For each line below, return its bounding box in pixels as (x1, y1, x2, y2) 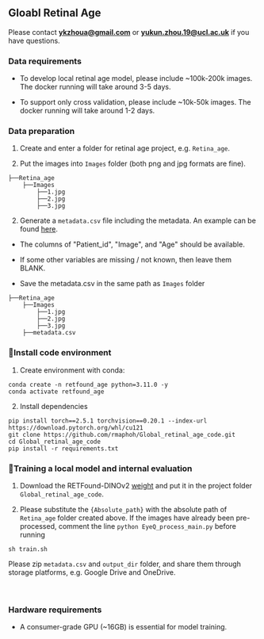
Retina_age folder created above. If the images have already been (19, 513, 235, 522)
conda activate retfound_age (8, 388, 105, 396)
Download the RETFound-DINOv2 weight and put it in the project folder (19, 481, 252, 490)
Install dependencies (19, 401, 89, 411)
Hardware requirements (8, 604, 102, 615)
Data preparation (8, 126, 75, 137)
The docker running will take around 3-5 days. (19, 82, 171, 92)
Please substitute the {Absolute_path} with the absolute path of (19, 505, 228, 514)
